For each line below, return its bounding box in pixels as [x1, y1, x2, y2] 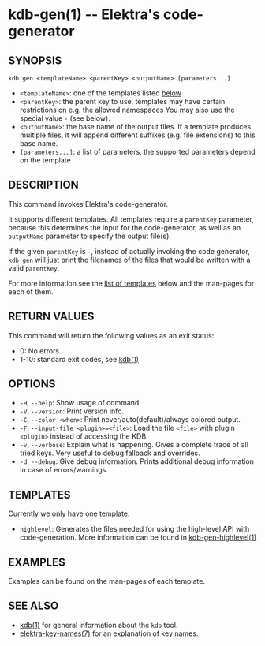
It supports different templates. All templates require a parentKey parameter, [8, 215, 255, 224]
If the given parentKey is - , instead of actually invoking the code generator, [8, 246, 250, 256]
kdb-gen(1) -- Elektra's [8, 6, 160, 24]
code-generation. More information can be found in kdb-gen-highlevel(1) [19, 532, 257, 542]
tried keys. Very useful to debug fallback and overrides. [19, 448, 200, 458]
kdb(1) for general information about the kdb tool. [19, 620, 178, 629]
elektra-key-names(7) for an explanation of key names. [19, 629, 199, 638]
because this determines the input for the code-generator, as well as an [8, 222, 241, 232]
